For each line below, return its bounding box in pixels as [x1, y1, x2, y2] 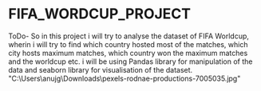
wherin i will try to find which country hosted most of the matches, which [8, 39, 248, 49]
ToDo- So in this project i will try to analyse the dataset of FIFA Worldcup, [8, 31, 250, 41]
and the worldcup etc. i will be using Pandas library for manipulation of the [8, 57, 253, 66]
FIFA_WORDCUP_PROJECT [8, 5, 192, 23]
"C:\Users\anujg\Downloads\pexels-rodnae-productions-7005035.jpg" [8, 73, 241, 83]
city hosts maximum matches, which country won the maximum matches [8, 48, 248, 57]
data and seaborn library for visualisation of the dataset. [8, 65, 193, 74]
